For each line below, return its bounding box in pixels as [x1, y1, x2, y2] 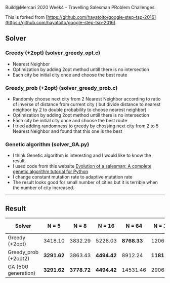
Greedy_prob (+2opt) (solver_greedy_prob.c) [5, 84, 118, 91]
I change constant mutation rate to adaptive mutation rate [12, 174, 133, 180]
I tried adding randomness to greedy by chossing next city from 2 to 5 [12, 123, 159, 129]
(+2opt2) [8, 255, 30, 262]
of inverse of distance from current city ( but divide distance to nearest [12, 101, 161, 107]
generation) [8, 270, 36, 277]
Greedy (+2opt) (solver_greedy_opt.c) [5, 49, 100, 56]
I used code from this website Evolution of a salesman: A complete [12, 163, 152, 169]
